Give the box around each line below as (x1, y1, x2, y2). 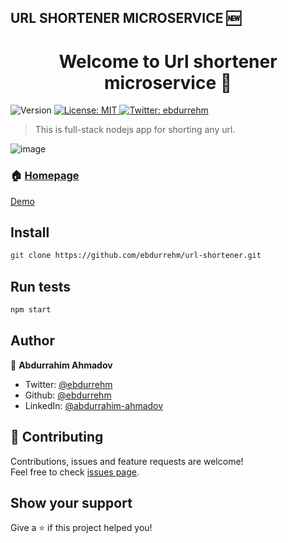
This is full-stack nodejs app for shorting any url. (34, 124, 236, 136)
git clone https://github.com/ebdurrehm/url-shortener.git (10, 251, 262, 261)
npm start (10, 305, 52, 315)
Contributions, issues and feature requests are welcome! (10, 455, 244, 467)
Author (10, 332, 55, 350)
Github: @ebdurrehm (24, 389, 112, 401)
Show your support (10, 495, 133, 512)
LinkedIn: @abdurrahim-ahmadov (24, 399, 164, 411)
